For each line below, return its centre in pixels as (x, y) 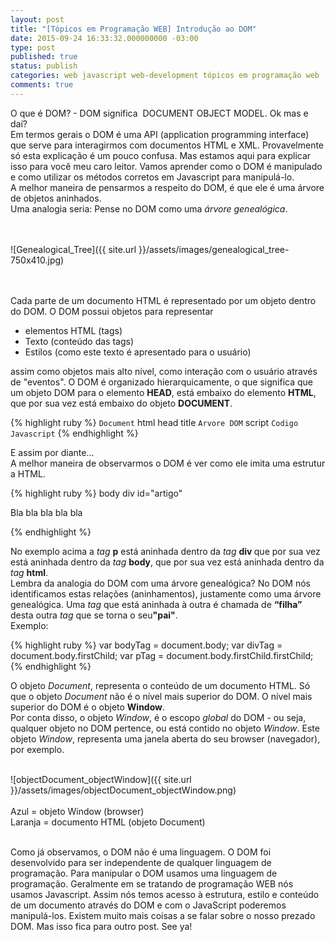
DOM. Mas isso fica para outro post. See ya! (101, 926)
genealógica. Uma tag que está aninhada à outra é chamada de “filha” (156, 604)
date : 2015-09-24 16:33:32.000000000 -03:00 (104, 38)
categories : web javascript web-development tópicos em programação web (165, 76)
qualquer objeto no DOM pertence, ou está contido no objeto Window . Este (165, 728)
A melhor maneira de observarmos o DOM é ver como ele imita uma (150, 463)
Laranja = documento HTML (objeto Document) (108, 822)
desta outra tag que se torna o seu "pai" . (94, 615)
